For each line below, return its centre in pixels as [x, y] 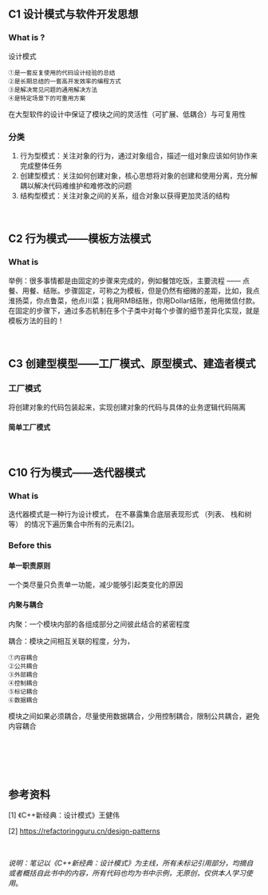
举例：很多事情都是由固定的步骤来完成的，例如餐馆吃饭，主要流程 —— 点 [129, 280]
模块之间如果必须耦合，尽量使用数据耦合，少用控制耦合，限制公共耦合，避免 [134, 716]
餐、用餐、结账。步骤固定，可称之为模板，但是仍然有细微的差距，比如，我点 [134, 290]
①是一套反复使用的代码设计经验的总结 [62, 73]
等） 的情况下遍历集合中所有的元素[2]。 [73, 524]
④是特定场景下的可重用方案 [47, 98]
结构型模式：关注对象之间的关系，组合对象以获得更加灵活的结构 [124, 195]
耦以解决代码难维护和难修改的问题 [76, 186]
